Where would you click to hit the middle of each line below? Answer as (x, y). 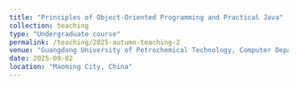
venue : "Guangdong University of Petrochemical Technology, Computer (141, 50)
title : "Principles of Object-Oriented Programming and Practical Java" (146, 17)
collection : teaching (49, 26)
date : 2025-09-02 (41, 58)
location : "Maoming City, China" (71, 67)
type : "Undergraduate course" (65, 34)
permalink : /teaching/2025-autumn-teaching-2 (94, 42)
